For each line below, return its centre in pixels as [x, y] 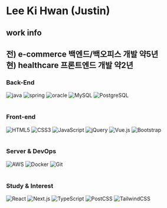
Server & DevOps [31, 151]
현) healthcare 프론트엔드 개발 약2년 [70, 65]
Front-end [21, 117]
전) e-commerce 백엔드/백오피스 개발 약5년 [82, 54]
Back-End [20, 82]
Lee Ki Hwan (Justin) [58, 11]
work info [24, 33]
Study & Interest [30, 186]
